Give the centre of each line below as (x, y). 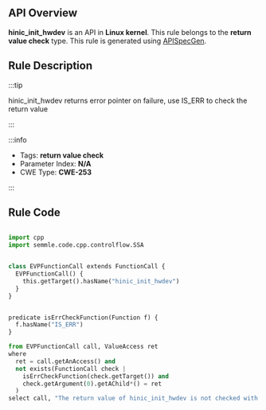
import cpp (26, 238)
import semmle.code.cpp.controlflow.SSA (76, 245)
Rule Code (35, 213)
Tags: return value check (62, 155)
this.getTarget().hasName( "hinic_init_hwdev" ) (101, 281)
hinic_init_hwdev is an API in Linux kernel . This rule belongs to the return (130, 32)
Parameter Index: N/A (55, 163)
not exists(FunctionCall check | (71, 369)
